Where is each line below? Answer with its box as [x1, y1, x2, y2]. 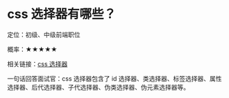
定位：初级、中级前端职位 [7, 30, 80, 39]
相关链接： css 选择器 [7, 59, 68, 68]
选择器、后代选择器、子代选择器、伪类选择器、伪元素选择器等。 [7, 83, 189, 91]
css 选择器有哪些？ [7, 6, 117, 22]
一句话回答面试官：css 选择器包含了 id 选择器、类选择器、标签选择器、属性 [7, 74, 222, 83]
